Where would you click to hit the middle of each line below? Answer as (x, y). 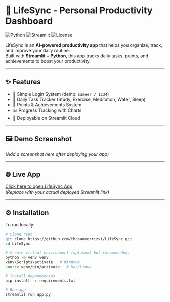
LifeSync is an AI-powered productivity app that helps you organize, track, (84, 45)
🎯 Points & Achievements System (47, 105)
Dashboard (29, 21)
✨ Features (23, 82)
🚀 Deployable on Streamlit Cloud (46, 118)
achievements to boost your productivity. (48, 61)
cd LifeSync (18, 243)
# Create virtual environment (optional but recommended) (68, 253)
